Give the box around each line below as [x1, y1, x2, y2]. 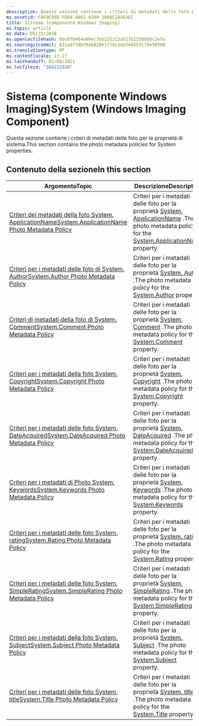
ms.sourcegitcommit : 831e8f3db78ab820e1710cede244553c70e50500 [6, 42, 166, 48]
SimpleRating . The [133, 587, 184, 595]
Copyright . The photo [133, 377, 192, 385]
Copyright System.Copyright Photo [9, 377, 105, 385]
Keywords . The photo [133, 486, 192, 494]
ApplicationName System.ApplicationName [9, 218, 127, 227]
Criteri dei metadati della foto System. [9, 210, 114, 219]
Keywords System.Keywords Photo [9, 486, 105, 494]
